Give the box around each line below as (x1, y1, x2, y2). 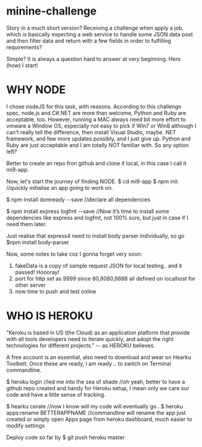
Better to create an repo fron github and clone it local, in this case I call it (6, 159, 187, 167)
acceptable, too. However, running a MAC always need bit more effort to (6, 116, 186, 123)
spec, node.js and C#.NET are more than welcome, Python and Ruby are (6, 109, 186, 116)
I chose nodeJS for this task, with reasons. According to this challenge (6, 103, 182, 110)
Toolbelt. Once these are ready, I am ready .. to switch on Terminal (6, 360, 172, 367)
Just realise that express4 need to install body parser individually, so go (6, 232, 185, 240)
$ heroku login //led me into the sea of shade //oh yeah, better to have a (6, 378, 185, 385)
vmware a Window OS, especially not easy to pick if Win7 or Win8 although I (6, 122, 197, 129)
